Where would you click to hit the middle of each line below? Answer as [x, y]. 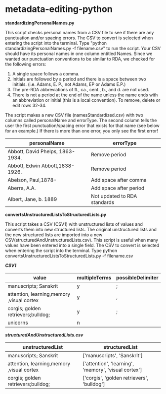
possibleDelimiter [137, 277]
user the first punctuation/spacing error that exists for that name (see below [82, 126]
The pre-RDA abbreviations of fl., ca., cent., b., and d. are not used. [81, 89]
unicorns [18, 323]
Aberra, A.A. [22, 188]
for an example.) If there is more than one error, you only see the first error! [82, 131]
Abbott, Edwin [24, 166]
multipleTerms [94, 277]
